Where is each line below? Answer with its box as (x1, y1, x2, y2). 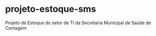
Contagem (5, 25, 27, 31)
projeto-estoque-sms (5, 3, 96, 15)
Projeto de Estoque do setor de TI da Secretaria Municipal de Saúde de (5, 20, 151, 26)
